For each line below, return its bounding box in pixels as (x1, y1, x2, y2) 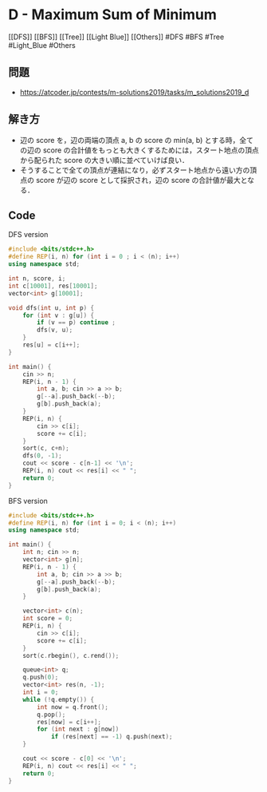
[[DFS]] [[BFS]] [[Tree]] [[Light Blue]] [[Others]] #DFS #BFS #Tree (8, 32, 225, 42)
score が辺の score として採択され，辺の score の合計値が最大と (35, 175, 248, 184)
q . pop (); (37, 711, 66, 719)
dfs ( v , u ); (37, 326, 73, 335)
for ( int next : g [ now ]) (37, 725, 120, 734)
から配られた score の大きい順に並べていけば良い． (19, 155, 190, 164)
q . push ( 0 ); (22, 673, 59, 682)
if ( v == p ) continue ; (37, 319, 116, 327)
